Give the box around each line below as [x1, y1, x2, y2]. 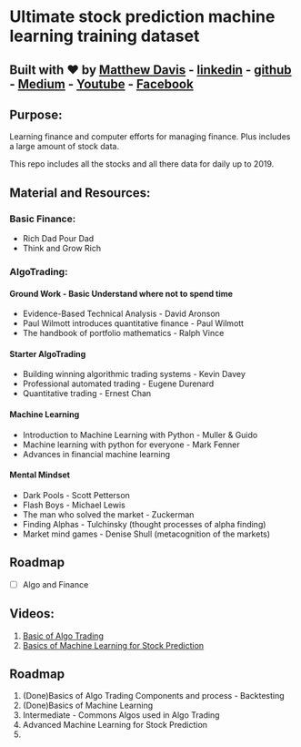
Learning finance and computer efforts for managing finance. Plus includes [9, 131, 291, 142]
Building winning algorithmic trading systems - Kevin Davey [22, 369, 246, 380]
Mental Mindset [9, 469, 71, 480]
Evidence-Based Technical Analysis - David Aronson [22, 308, 221, 320]
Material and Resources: [9, 185, 151, 200]
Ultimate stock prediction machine [9, 6, 276, 27]
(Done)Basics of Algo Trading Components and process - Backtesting [22, 691, 285, 701]
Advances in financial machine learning [22, 448, 171, 459]
